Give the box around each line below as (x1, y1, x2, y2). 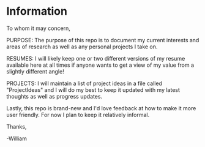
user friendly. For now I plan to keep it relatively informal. (6, 111, 150, 118)
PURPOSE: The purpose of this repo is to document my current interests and (6, 36, 199, 43)
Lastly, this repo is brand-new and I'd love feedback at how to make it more (6, 104, 196, 111)
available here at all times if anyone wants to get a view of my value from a (6, 61, 195, 69)
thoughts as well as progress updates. (6, 92, 103, 100)
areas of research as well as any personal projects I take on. (6, 43, 158, 50)
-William (6, 135, 28, 142)
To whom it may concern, (6, 24, 70, 32)
